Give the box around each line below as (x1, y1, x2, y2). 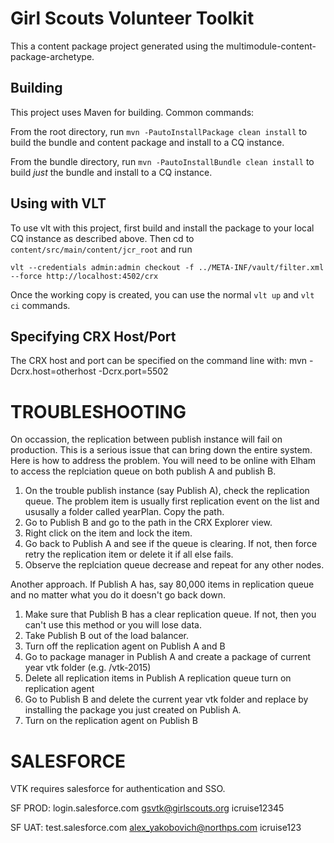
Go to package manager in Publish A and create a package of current (24, 651, 312, 663)
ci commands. (10, 299, 71, 311)
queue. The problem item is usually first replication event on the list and (24, 495, 320, 507)
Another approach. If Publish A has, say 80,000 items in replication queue (10, 578, 315, 591)
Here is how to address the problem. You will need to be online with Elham (10, 455, 317, 467)
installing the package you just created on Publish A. (24, 704, 242, 716)
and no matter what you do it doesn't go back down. (10, 589, 226, 601)
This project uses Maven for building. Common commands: (10, 106, 255, 118)
